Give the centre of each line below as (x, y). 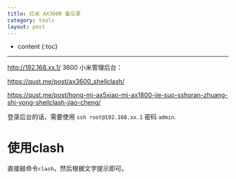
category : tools (31, 20)
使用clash (36, 148)
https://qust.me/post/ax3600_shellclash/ (66, 82)
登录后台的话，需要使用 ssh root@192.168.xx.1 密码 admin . (92, 117)
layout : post (26, 27)
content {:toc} (38, 47)
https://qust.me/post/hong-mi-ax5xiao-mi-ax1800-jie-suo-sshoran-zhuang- (118, 95)
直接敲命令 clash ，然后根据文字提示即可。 (67, 169)
